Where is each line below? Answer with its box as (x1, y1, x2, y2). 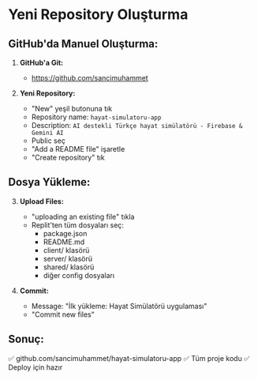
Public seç (31, 136, 65, 145)
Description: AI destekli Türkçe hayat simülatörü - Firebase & (31, 121, 243, 130)
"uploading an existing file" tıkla (31, 212, 135, 221)
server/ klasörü (43, 254, 93, 263)
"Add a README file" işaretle (31, 145, 125, 153)
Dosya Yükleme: (8, 175, 91, 189)
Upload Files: (19, 196, 65, 206)
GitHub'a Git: (19, 58, 64, 67)
